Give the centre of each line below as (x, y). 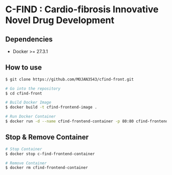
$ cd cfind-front (24, 93)
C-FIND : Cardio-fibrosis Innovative (82, 9)
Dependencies (29, 39)
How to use (24, 68)
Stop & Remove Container (47, 137)
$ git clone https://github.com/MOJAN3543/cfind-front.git (70, 79)
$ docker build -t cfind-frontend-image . (51, 107)
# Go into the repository (33, 89)
